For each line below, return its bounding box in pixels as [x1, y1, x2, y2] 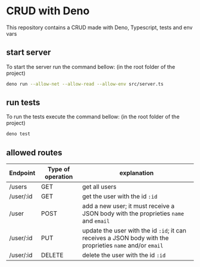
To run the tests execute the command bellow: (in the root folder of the [6, 113, 180, 120]
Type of [47, 165, 70, 174]
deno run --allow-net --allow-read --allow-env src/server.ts [6, 81, 164, 87]
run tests [6, 98, 40, 108]
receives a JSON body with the [82, 234, 169, 242]
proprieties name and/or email [82, 241, 164, 250]
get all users [82, 183, 117, 191]
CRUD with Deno [6, 4, 90, 18]
